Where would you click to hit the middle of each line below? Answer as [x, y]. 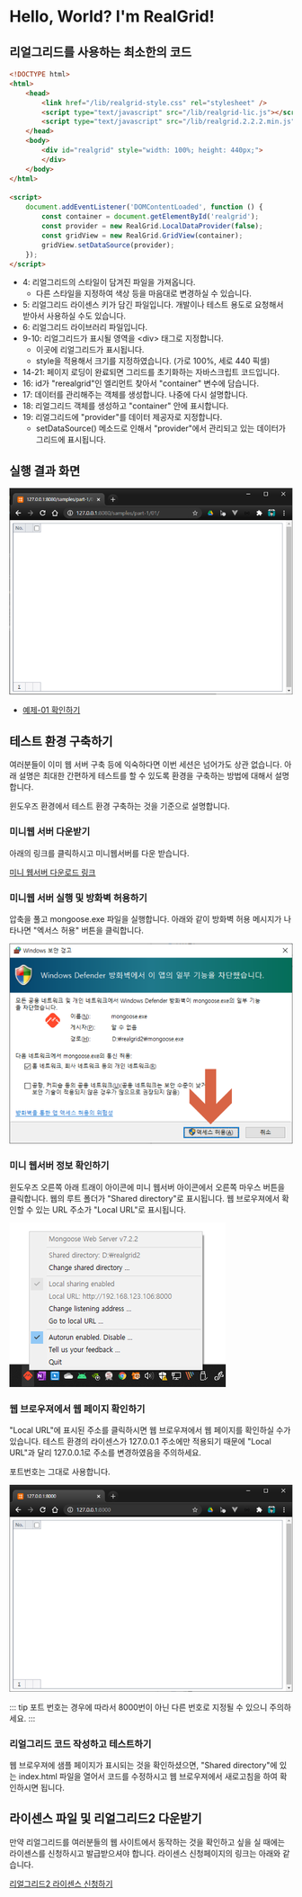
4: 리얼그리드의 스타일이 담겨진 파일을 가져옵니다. [109, 282]
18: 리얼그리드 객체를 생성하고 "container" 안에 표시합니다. [125, 406]
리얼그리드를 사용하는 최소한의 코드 [101, 52]
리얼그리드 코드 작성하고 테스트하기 [80, 1744]
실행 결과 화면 [45, 471]
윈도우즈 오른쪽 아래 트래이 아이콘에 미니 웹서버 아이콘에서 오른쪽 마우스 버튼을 [147, 1187]
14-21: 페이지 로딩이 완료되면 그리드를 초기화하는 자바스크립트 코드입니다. [151, 372]
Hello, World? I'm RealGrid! [112, 17]
